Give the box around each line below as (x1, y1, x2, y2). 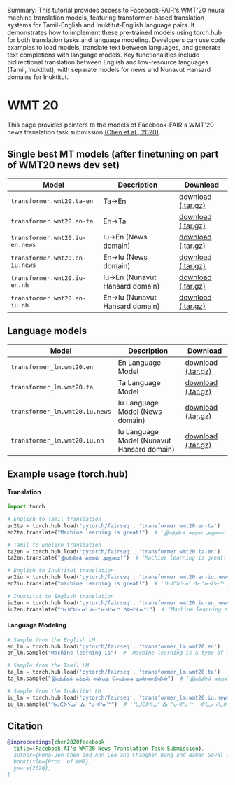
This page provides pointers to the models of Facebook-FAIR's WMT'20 (7, 120, 215, 129)
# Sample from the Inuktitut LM (7, 688, 101, 695)
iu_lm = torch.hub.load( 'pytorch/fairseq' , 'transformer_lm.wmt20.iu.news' (7, 694, 233, 701)
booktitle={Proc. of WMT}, (13, 758, 92, 765)
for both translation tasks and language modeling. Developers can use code (7, 36, 226, 44)
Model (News (117, 406, 162, 416)
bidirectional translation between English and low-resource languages (7, 58, 208, 66)
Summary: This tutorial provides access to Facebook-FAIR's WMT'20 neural (7, 6, 226, 14)
